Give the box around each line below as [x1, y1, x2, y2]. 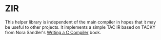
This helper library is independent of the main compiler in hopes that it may [5, 19, 156, 25]
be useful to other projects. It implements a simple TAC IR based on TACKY [5, 24, 156, 30]
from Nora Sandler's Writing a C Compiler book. [5, 29, 101, 35]
